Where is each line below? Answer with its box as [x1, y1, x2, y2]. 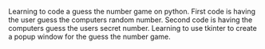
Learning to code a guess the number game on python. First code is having [8, 7, 256, 16]
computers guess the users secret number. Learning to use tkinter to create [8, 24, 257, 32]
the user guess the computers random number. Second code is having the [8, 15, 253, 24]
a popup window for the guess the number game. [8, 32, 172, 41]
